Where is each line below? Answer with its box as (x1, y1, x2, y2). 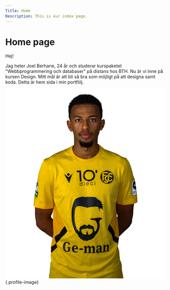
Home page (5, 36, 55, 48)
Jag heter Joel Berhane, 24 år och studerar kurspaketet (5, 63, 122, 69)
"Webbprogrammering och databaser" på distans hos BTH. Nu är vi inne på (5, 68, 163, 74)
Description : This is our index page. (5, 13, 88, 19)
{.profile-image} (5, 279, 39, 285)
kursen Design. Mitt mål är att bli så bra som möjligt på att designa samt (5, 74, 156, 80)
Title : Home (5, 8, 31, 13)
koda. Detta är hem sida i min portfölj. (5, 79, 84, 85)
